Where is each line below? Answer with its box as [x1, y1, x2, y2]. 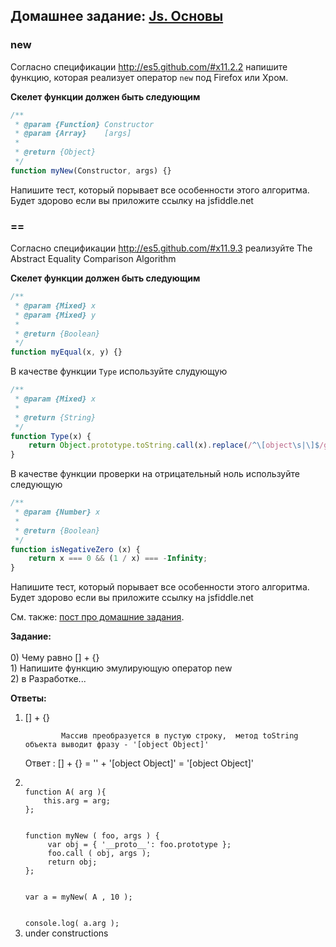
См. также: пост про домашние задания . [10, 611, 185, 623]
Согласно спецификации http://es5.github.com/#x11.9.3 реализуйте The [10, 242, 313, 254]
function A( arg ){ [24, 787, 107, 798]
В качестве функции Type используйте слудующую [10, 365, 228, 378]
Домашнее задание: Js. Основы [10, 8, 224, 25]
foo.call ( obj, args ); [47, 849, 152, 859]
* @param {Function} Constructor [14, 119, 155, 129]
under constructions [24, 927, 109, 939]
